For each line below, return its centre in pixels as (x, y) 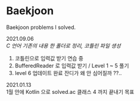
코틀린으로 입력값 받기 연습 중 (49, 58)
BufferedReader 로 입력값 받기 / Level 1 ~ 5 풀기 (72, 66)
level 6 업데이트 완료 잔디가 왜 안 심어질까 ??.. (68, 73)
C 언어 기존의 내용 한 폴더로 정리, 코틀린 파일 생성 (63, 45)
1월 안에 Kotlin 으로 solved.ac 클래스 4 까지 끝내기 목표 (70, 92)
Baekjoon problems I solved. (41, 27)
